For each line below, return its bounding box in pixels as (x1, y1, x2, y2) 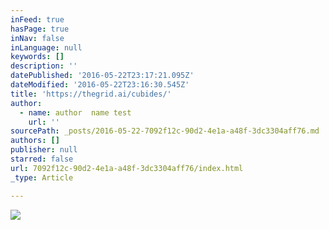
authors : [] (10, 136, 60, 146)
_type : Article (10, 172, 74, 183)
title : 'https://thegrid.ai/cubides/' (10, 89, 172, 99)
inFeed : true (10, 14, 65, 25)
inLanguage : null (10, 42, 83, 53)
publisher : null (10, 145, 78, 155)
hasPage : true (10, 24, 70, 34)
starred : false (10, 154, 74, 164)
